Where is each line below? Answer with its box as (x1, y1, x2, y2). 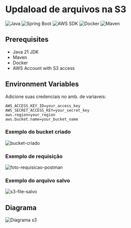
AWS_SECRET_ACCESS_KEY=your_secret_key (5, 108, 90, 113)
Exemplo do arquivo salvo (5, 177, 70, 184)
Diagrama (5, 203, 37, 212)
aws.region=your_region (5, 112, 56, 117)
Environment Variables (5, 80, 79, 89)
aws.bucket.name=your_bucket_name (5, 116, 79, 122)
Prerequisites (5, 35, 49, 44)
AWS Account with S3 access (12, 65, 75, 71)
